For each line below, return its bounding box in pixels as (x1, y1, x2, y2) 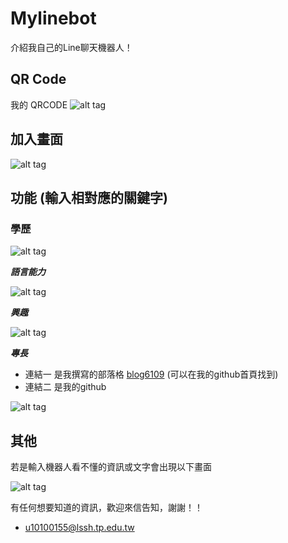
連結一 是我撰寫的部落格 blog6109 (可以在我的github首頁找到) (24, 368, 279, 381)
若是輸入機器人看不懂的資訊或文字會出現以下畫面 (10, 461, 212, 473)
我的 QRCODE (10, 98, 68, 111)
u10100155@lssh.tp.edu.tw (24, 522, 135, 534)
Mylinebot (10, 7, 97, 30)
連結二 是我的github (24, 381, 107, 393)
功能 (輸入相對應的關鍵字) (10, 189, 168, 206)
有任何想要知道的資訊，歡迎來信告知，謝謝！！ (10, 502, 203, 514)
